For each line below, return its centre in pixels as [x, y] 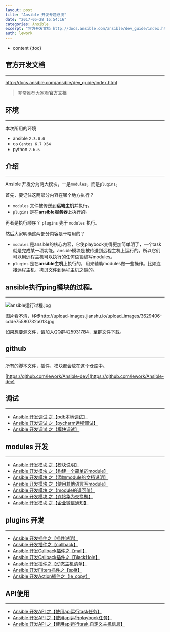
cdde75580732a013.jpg [30, 322]
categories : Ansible [27, 24]
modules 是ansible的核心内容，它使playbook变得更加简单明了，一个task [87, 244]
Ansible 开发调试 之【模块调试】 [46, 429]
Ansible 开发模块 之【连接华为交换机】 [53, 496]
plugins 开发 [25, 520]
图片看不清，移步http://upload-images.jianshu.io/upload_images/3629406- [84, 316]
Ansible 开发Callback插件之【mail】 [50, 551]
